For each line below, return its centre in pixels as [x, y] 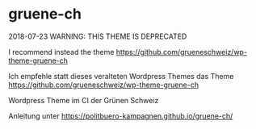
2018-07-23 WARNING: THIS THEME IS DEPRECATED [98, 36]
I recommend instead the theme [61, 52]
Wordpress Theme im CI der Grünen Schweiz [84, 100]
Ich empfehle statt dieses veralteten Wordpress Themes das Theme [121, 76]
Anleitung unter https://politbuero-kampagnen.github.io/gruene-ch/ [121, 116]
